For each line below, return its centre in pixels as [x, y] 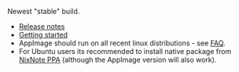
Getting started [43, 35]
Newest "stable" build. [44, 11]
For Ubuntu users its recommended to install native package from [125, 51]
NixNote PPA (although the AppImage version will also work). [118, 59]
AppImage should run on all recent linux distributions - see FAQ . [122, 43]
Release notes [42, 26]
